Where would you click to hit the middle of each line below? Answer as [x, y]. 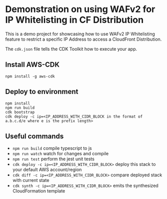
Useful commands [34, 136]
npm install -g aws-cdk [30, 76]
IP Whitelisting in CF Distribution [74, 20]
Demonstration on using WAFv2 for [80, 9]
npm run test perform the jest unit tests [53, 159]
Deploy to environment [42, 92]
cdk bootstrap [20, 112]
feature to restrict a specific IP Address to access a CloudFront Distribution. [83, 39]
